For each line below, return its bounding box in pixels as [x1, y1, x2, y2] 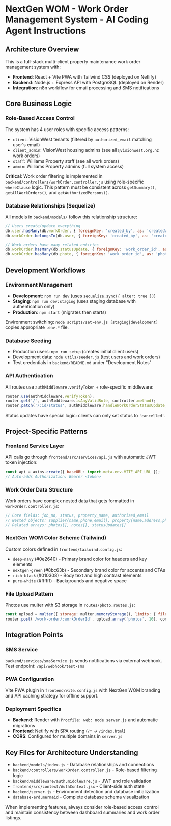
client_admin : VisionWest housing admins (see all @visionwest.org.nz [12, 147, 159, 153]
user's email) [12, 141, 40, 148]
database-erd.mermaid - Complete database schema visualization [12, 794, 149, 800]
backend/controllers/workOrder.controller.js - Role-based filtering [12, 767, 157, 773]
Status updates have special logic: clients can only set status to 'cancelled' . [5, 412, 166, 419]
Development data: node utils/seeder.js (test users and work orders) [12, 354, 160, 360]
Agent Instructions [5, 25, 87, 36]
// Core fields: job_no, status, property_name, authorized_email [5, 513, 149, 518]
